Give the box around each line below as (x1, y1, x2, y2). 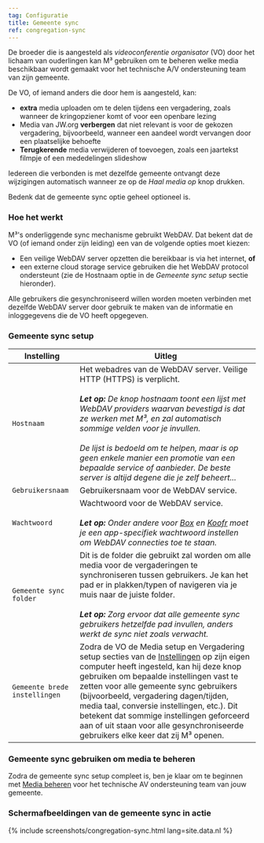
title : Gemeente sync (8, 19, 79, 27)
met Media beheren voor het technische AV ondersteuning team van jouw (8, 780, 247, 789)
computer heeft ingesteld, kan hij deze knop (79, 660, 242, 671)
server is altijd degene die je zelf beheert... (79, 471, 237, 483)
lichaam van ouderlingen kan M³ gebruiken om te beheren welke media (8, 56, 239, 65)
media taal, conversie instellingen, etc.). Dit (79, 700, 238, 711)
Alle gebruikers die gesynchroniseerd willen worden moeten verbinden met (8, 294, 251, 303)
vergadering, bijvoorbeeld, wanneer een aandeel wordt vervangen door (19, 128, 251, 138)
